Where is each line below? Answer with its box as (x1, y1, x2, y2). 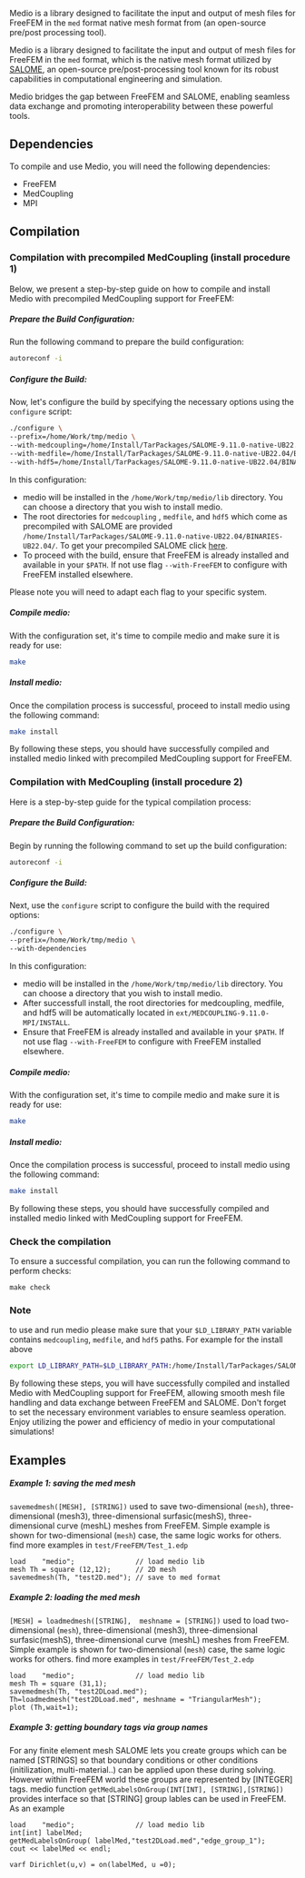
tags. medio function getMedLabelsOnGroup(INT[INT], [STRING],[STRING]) (9, 1784, 284, 1794)
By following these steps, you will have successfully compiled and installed (9, 1378, 290, 1389)
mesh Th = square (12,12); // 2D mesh (9, 1565, 177, 1574)
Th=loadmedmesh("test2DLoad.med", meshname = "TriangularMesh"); (9, 1695, 261, 1704)
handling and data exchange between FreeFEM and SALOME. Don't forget (9, 1398, 287, 1408)
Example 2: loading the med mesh (9, 1592, 141, 1603)
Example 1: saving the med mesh (9, 1478, 136, 1488)
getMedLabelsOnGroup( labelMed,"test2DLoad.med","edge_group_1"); (9, 1836, 266, 1845)
